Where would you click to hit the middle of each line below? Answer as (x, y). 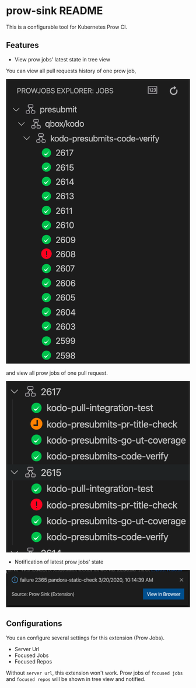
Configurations (34, 624)
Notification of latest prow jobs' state (59, 562)
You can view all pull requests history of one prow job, (71, 71)
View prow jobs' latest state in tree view (62, 59)
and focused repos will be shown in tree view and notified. (76, 679)
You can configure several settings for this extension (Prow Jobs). (85, 638)
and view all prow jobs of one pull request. (57, 373)
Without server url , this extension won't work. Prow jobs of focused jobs (94, 673)
